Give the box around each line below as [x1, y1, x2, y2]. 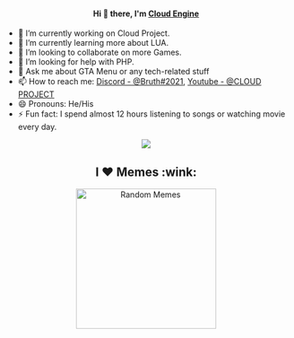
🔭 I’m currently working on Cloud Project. [17, 28, 170, 39]
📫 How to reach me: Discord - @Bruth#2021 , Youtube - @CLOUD [17, 76, 262, 87]
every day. [17, 122, 57, 133]
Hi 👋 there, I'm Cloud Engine [92, 8, 200, 19]
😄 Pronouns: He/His [17, 99, 94, 109]
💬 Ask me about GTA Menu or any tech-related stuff [17, 66, 210, 77]
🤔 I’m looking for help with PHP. [17, 56, 134, 67]
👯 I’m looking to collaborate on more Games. [17, 47, 182, 58]
